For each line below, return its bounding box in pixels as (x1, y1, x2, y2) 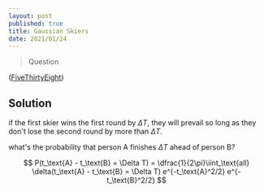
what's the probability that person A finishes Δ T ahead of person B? (8, 142, 236, 152)
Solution (8, 96, 52, 110)
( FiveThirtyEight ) (8, 72, 64, 82)
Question (28, 57, 59, 67)
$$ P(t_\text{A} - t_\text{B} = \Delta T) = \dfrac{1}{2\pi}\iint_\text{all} (23, 158, 250, 168)
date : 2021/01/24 (8, 34, 67, 43)
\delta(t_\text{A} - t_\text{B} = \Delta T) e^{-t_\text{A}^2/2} (32, 167, 226, 177)
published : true (8, 20, 63, 28)
